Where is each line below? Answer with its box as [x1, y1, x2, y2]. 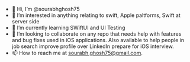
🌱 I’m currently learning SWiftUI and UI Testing [11, 24, 125, 31]
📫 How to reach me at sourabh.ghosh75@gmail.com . [11, 50, 143, 56]
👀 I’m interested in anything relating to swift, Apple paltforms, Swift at [11, 12, 181, 19]
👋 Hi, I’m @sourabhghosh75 [11, 6, 80, 12]
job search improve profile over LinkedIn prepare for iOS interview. [11, 43, 175, 50]
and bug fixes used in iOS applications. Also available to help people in [11, 37, 185, 43]
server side [11, 18, 40, 25]
